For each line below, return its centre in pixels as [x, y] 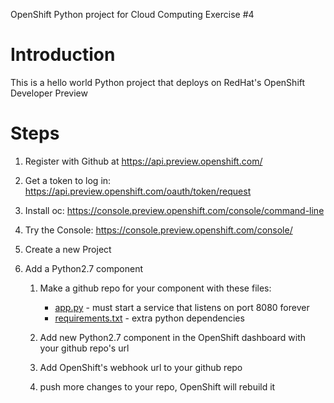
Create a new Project [68, 249]
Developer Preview [49, 93]
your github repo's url [84, 348]
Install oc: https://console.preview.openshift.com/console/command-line [174, 210]
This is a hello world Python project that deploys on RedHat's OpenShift [158, 82]
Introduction [63, 55]
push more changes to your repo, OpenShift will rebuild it [157, 386]
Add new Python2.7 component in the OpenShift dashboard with [172, 337]
